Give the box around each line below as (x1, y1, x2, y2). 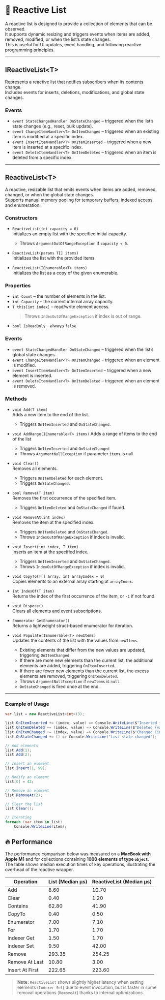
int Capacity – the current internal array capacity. (12, 299, 114, 305)
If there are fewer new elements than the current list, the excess (19, 668, 149, 674)
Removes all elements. (12, 466, 58, 471)
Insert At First (7, 967, 39, 973)
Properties (5, 282, 31, 289)
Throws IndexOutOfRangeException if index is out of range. (24, 313, 142, 319)
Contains (7, 903, 28, 909)
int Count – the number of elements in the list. (12, 293, 106, 299)
